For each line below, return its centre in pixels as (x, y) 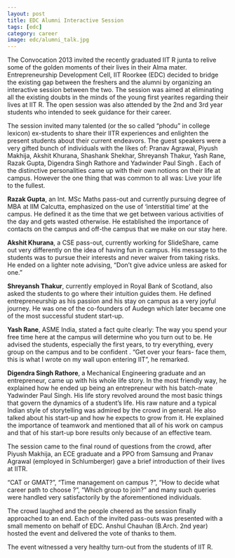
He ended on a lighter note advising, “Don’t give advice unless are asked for (117, 265)
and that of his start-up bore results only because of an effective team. (109, 433)
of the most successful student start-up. (66, 316)
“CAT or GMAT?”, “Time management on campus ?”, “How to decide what (113, 483)
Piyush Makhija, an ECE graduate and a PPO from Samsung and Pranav (110, 454)
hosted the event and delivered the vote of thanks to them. (92, 533)
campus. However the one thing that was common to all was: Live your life (115, 178)
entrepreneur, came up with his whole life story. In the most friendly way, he (117, 381)
